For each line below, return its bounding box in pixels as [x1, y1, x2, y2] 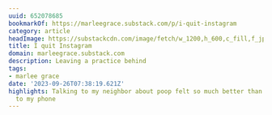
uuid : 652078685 [8, 11, 63, 20]
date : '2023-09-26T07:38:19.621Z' [8, 79, 125, 87]
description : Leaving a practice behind [8, 57, 147, 66]
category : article [8, 27, 70, 35]
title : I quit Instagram [8, 42, 92, 50]
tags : [8, 65, 27, 73]
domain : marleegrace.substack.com [8, 49, 125, 57]
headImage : [8, 34, 45, 43]
